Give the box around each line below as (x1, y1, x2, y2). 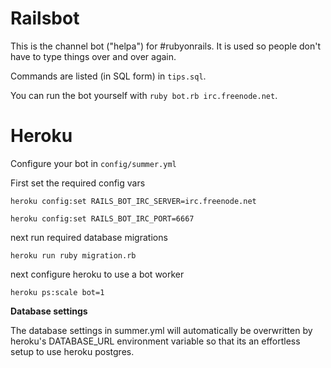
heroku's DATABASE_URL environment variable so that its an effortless (10, 335, 301, 347)
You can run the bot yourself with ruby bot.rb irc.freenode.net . (10, 89, 278, 101)
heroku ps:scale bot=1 (10, 287, 105, 297)
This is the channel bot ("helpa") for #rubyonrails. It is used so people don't (10, 40, 322, 52)
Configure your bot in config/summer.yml (10, 157, 177, 169)
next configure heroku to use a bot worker (10, 268, 185, 280)
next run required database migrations (10, 231, 168, 243)
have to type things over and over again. (10, 50, 177, 62)
